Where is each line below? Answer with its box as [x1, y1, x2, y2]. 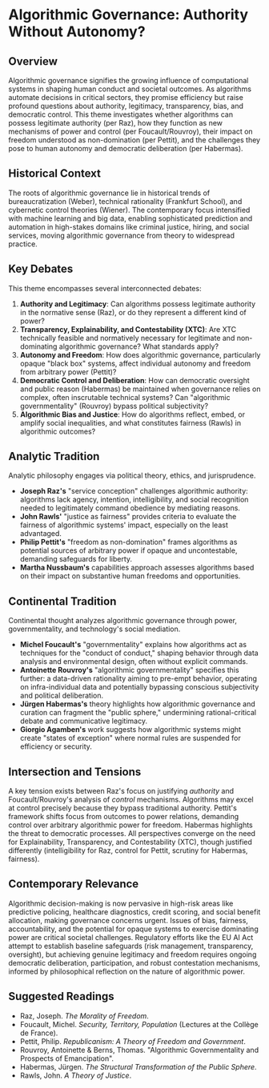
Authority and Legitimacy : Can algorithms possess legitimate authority [19, 298, 256, 309]
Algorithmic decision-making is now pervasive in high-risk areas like [8, 898, 234, 908]
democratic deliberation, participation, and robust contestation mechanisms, [8, 958, 260, 967]
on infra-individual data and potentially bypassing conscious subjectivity [19, 682, 259, 692]
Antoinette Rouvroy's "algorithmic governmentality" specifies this [19, 666, 239, 675]
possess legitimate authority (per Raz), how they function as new [8, 118, 223, 127]
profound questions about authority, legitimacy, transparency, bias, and [8, 102, 244, 110]
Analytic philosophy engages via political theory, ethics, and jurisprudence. [8, 470, 256, 481]
